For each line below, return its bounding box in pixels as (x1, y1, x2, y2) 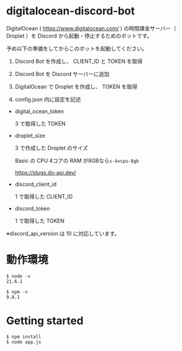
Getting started (6, 314, 84, 328)
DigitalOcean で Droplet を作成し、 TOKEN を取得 (14, 83, 138, 90)
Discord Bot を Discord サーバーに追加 (14, 70, 110, 77)
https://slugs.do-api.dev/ (14, 169, 77, 176)
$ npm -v (6, 289, 28, 295)
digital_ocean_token (14, 108, 64, 115)
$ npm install (6, 334, 42, 340)
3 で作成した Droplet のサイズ (14, 144, 89, 151)
